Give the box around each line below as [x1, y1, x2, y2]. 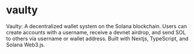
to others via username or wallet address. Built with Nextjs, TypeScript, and [6, 35, 189, 42]
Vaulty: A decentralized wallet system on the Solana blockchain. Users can [6, 23, 187, 30]
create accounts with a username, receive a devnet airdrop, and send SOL [6, 28, 186, 35]
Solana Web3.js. [6, 41, 45, 48]
